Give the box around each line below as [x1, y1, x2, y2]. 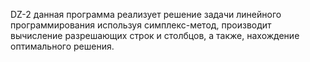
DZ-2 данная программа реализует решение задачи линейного [10, 9, 282, 20]
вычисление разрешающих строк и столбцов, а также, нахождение [10, 30, 300, 41]
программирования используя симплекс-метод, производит [10, 19, 272, 31]
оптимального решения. [10, 40, 115, 52]
